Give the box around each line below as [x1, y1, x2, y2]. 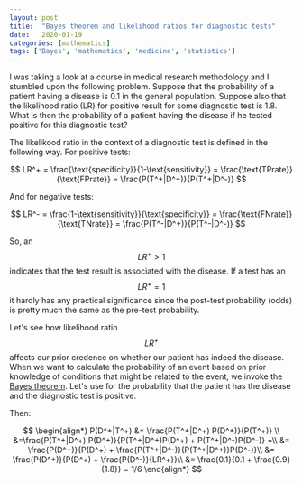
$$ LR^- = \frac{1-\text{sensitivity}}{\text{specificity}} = [10, 209, 218, 219]
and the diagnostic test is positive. [9, 390, 137, 402]
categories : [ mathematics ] [9, 38, 111, 48]
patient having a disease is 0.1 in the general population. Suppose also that [9, 91, 287, 102]
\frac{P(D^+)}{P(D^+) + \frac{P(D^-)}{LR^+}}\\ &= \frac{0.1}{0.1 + [12, 454, 252, 465]
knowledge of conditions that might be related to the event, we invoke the [9, 371, 283, 382]
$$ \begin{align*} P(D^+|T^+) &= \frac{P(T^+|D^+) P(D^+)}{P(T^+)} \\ [23, 425, 280, 436]
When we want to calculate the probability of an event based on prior [9, 362, 267, 373]
